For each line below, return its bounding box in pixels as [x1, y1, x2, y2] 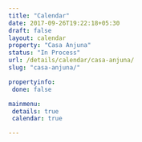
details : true [11, 107, 59, 116]
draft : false [8, 26, 52, 34]
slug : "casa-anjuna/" [8, 64, 81, 72]
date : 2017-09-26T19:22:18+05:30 [8, 19, 120, 27]
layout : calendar [8, 34, 67, 42]
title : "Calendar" [8, 11, 70, 20]
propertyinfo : [8, 77, 56, 86]
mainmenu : [8, 100, 42, 108]
